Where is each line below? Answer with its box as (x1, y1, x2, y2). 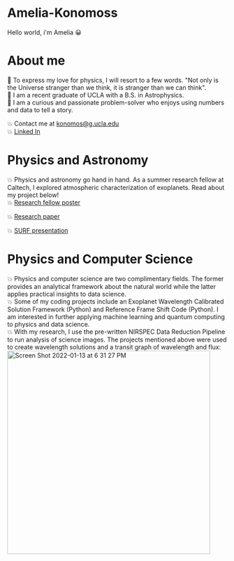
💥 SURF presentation (7, 226, 68, 234)
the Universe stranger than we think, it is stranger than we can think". (7, 83, 207, 92)
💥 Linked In (7, 127, 41, 135)
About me (7, 53, 66, 69)
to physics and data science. (7, 320, 90, 328)
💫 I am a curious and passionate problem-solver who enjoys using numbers (7, 98, 225, 107)
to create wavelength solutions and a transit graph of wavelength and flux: (7, 342, 221, 351)
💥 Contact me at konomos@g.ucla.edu (7, 119, 119, 128)
